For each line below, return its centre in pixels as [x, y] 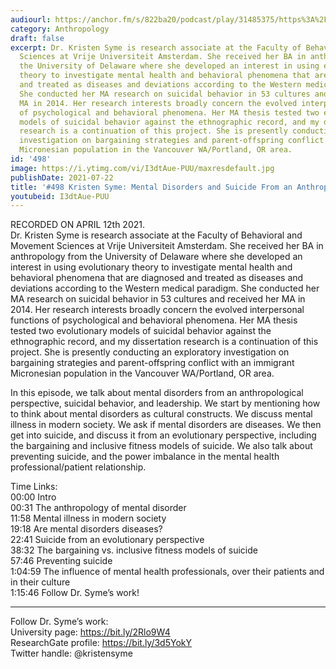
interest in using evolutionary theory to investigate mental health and [151, 267]
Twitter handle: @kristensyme [71, 653]
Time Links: [34, 487]
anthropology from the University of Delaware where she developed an [156, 257]
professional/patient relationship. [78, 467]
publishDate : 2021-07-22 [62, 177]
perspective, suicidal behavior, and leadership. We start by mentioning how [165, 403]
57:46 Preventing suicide [61, 561]
